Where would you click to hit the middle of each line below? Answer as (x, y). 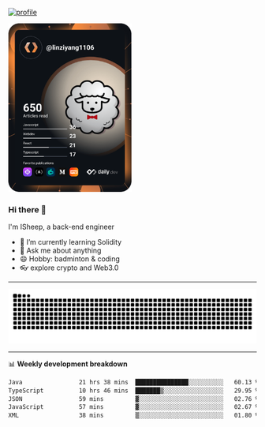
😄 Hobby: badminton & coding (70, 259)
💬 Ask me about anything (60, 251)
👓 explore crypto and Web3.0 (69, 268)
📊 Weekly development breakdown (68, 364)
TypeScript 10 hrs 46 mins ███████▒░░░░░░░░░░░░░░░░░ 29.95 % (134, 391)
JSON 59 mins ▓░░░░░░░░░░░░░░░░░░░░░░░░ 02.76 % (134, 399)
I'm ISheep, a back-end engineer (62, 227)
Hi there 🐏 (28, 209)
